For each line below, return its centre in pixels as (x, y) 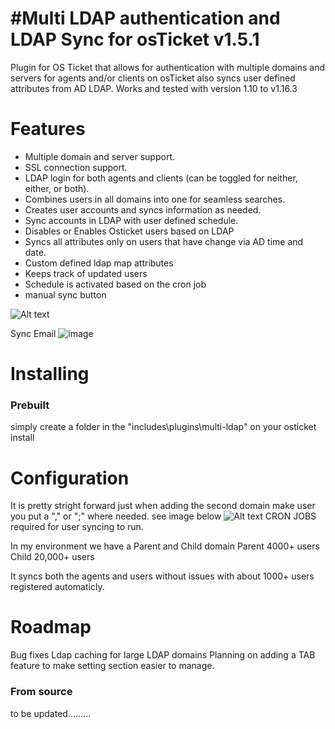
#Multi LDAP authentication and (145, 18)
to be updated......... (51, 713)
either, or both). (57, 188)
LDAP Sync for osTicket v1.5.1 (135, 39)
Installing (50, 374)
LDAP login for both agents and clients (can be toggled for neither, (161, 178)
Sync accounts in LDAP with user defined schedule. (131, 220)
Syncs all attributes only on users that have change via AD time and (164, 241)
